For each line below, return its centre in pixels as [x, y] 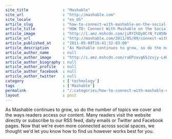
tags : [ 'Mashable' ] [50, 86]
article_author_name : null [41, 52]
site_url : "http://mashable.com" [60, 15]
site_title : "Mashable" [48, 10]
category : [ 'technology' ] [52, 81]
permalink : [35, 90]
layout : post [41, 95]
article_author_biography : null [41, 62]
